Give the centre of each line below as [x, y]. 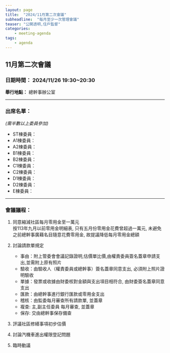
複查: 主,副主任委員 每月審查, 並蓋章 [57, 307]
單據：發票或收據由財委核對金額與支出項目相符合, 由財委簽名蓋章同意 [92, 282]
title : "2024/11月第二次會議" [36, 15]
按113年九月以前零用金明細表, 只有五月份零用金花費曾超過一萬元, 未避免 [87, 229]
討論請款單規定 [28, 245]
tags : [11, 38]
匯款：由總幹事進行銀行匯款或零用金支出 [62, 294]
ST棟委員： [24, 134]
